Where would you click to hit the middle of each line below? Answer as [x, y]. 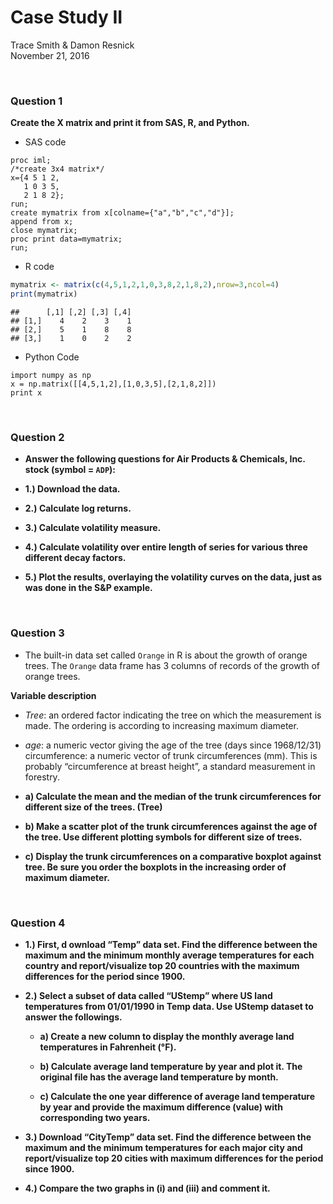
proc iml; [31, 161]
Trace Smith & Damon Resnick [72, 45]
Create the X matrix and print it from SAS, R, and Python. [130, 123]
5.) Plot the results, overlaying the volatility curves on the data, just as [173, 577]
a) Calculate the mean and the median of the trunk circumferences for [173, 796]
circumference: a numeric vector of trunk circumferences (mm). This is [171, 755]
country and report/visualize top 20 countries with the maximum [162, 965]
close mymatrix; [44, 231]
